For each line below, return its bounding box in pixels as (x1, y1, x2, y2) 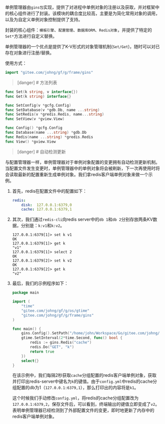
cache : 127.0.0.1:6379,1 (21, 207, 72, 212)
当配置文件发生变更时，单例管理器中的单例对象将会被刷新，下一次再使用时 (5, 165, 156, 171)
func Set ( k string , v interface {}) (5, 89, 78, 94)
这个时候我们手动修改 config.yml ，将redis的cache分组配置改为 (12, 395, 139, 401)
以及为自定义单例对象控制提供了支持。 (5, 17, 82, 22)
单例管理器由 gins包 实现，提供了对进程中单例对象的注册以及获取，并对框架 (5, 4, 156, 10)
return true (30, 349, 55, 354)
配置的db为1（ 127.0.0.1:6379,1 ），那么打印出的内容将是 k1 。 (16, 385, 139, 391)
